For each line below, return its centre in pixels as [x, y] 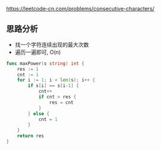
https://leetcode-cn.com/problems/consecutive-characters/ [80, 9]
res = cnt [61, 102]
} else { [39, 113]
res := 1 [28, 69]
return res [31, 136]
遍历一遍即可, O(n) [38, 52]
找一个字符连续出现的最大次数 [52, 44]
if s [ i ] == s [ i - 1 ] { [53, 86]
